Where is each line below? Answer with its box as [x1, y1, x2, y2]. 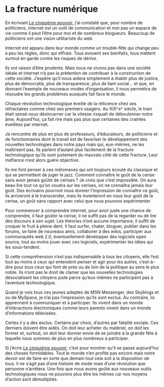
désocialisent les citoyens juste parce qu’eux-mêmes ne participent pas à [5, 274, 153, 280]
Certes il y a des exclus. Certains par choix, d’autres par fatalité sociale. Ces [5, 320, 159, 326]
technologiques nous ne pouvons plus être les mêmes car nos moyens [5, 371, 148, 377]
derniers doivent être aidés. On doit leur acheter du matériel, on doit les [5, 325, 149, 330]
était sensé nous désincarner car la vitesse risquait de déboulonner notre [5, 111, 153, 117]
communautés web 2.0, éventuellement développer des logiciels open [5, 234, 147, 239]
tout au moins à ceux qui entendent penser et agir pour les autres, [5, 259, 139, 265]
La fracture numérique [5, 3, 98, 15]
